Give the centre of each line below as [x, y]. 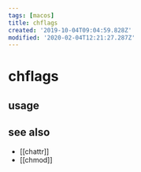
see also [29, 132]
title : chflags [33, 23]
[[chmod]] [36, 159]
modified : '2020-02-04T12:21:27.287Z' [72, 37]
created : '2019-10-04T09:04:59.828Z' [70, 30]
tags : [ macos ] [32, 15]
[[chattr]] [34, 151]
